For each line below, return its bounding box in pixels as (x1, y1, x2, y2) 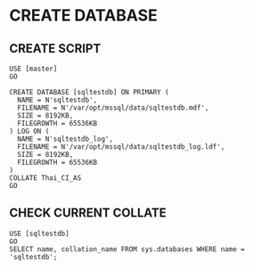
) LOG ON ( (9, 127, 50, 135)
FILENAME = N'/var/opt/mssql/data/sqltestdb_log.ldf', (17, 143, 225, 151)
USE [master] (9, 64, 58, 73)
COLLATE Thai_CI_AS (9, 174, 82, 183)
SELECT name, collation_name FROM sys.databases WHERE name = (9, 244, 245, 254)
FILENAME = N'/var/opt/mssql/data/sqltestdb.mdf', (17, 103, 209, 112)
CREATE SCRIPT (9, 41, 102, 56)
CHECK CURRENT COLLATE (9, 206, 167, 221)
